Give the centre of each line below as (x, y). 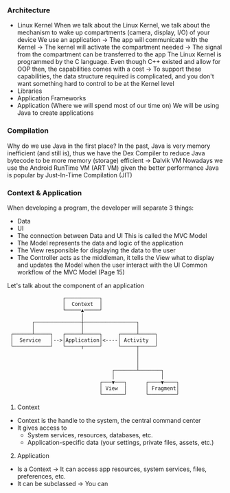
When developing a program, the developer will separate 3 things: (101, 208)
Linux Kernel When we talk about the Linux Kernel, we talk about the (114, 25)
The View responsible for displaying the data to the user (96, 250)
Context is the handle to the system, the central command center (109, 420)
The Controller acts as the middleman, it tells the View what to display (116, 257)
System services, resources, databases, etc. (90, 435)
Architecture (29, 10)
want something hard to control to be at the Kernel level (96, 84)
